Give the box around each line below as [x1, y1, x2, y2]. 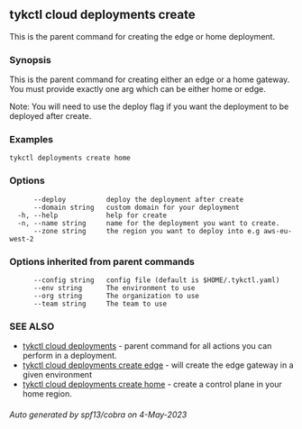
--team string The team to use [32, 299, 168, 308]
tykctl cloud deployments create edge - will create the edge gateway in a [22, 360, 294, 370]
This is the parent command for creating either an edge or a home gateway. [9, 74, 290, 85]
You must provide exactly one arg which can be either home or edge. [9, 84, 266, 95]
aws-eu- [263, 226, 293, 235]
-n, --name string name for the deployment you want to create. [17, 218, 280, 228]
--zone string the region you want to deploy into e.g [32, 226, 260, 235]
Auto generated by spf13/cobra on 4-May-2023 [9, 409, 188, 420]
